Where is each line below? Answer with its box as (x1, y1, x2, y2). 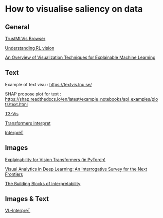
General (5, 23, 30, 31)
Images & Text (5, 195, 49, 203)
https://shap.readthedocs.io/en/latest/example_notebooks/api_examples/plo (5, 96, 158, 102)
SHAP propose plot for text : (5, 91, 62, 97)
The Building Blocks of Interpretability (5, 181, 81, 186)
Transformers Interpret (5, 120, 51, 126)
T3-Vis (5, 110, 18, 116)
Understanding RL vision (5, 45, 54, 51)
